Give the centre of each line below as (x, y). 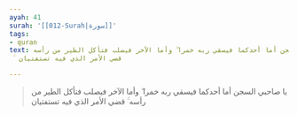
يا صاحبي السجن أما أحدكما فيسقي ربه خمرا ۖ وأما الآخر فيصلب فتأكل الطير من (159, 91)
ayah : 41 (25, 17)
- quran (24, 42)
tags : (19, 34)
